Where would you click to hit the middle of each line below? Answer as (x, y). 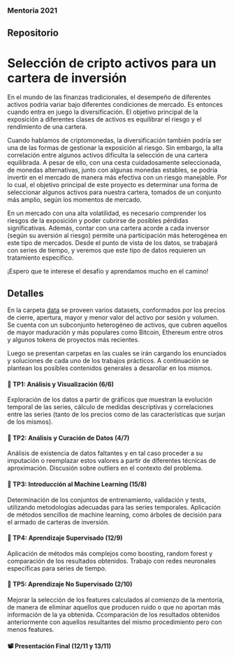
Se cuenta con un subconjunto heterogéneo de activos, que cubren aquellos (117, 325)
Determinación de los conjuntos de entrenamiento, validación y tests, (107, 500)
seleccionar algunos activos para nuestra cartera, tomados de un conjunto (114, 192)
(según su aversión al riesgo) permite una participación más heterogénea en (117, 235)
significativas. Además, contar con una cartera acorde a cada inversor (108, 228)
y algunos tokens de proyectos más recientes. (73, 340)
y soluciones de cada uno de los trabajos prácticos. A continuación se (108, 361)
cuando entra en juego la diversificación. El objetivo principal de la (103, 112)
